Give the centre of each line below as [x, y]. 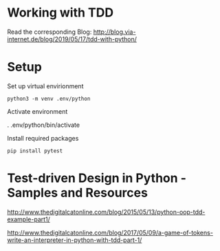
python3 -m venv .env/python [49, 99]
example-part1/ [29, 219]
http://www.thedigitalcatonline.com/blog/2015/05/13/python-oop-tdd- [106, 212]
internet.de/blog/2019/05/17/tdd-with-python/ [72, 39]
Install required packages [43, 138]
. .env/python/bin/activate [44, 125]
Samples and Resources [77, 193]
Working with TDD [60, 13]
